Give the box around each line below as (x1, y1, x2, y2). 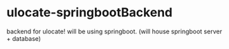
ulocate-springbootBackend (6, 5, 173, 20)
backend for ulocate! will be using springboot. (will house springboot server (6, 27, 223, 35)
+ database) (6, 34, 42, 42)
